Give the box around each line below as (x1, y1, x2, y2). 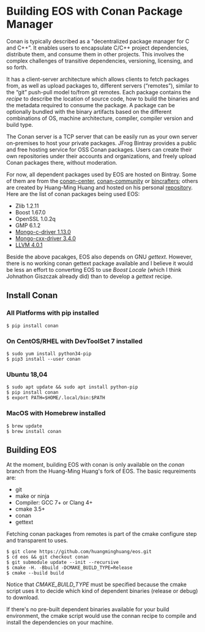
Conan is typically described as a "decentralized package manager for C (6, 37, 190, 45)
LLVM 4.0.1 (15, 241, 43, 249)
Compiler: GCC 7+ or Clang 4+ (15, 499, 93, 506)
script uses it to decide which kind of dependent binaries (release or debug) (6, 587, 198, 595)
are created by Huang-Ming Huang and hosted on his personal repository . (6, 184, 193, 191)
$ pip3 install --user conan (6, 356, 81, 362)
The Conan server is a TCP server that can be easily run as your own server (6, 133, 198, 140)
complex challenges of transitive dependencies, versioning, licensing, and (6, 57, 193, 64)
